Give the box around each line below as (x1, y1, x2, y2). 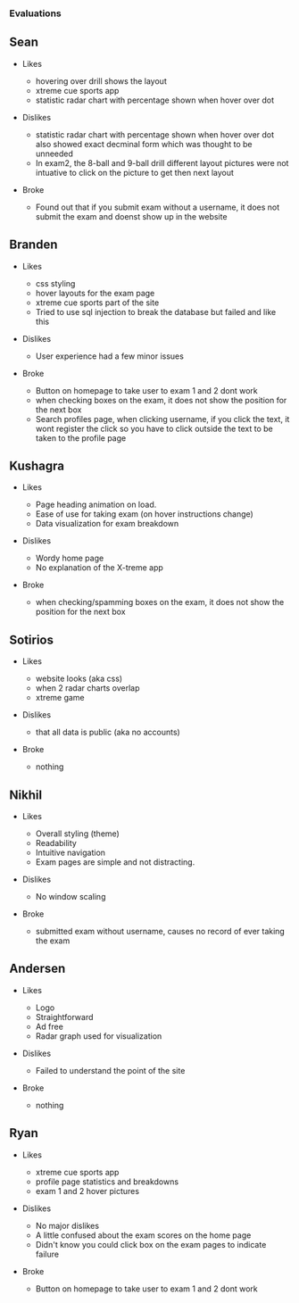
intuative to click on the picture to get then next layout (35, 167, 235, 178)
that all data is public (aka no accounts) (35, 726, 180, 738)
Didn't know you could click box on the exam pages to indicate (35, 1239, 267, 1249)
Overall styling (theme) (35, 828, 120, 839)
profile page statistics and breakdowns (35, 1176, 179, 1187)
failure (35, 1249, 60, 1259)
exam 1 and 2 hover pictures (35, 1185, 140, 1196)
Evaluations (9, 7, 62, 20)
